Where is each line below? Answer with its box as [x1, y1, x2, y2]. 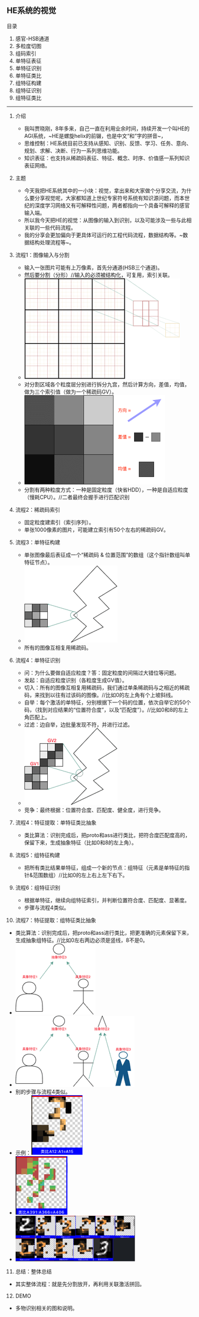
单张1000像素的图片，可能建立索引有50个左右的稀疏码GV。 [24, 526, 169, 533]
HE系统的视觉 [6, 5, 57, 16]
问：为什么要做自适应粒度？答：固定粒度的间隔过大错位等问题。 [24, 669, 180, 676]
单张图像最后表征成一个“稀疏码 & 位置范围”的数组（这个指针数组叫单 [24, 551, 191, 558]
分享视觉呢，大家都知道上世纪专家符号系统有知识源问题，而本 [34, 194, 185, 201]
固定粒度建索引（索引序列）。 [24, 518, 94, 525]
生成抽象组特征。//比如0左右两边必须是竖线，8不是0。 [15, 937, 148, 944]
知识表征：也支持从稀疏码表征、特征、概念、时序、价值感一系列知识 [24, 154, 190, 162]
